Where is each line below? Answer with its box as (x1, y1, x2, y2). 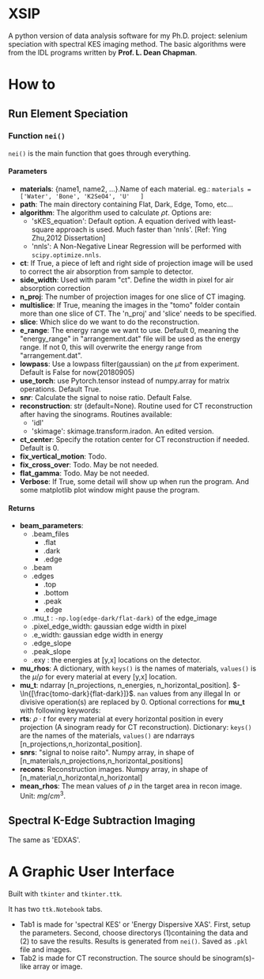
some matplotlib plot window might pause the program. (19, 486, 200, 495)
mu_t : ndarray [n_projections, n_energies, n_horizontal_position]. (19, 681, 232, 690)
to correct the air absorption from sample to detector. (19, 266, 194, 277)
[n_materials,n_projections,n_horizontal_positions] (19, 756, 183, 765)
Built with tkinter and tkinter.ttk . (8, 889, 123, 898)
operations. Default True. (19, 384, 101, 394)
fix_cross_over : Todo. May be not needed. (19, 460, 160, 470)
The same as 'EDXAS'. (8, 835, 81, 845)
